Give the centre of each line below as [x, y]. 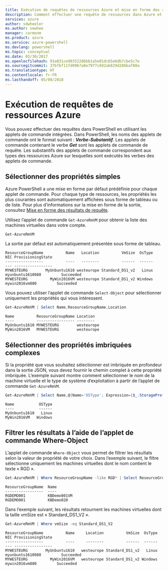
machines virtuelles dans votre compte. [46, 225]
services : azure [22, 19]
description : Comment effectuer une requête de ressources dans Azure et [84, 15]
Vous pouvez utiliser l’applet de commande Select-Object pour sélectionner [83, 293]
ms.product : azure [24, 38]
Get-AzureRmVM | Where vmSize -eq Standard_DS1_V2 [59, 524]
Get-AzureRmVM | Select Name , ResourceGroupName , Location [66, 308]
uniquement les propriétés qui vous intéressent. [54, 298]
